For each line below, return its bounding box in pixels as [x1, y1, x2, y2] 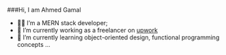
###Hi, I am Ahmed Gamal [7, 6, 81, 14]
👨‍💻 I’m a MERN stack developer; [16, 19, 108, 26]
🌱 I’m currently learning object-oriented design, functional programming [16, 33, 220, 41]
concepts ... [16, 41, 51, 48]
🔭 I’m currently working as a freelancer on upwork [16, 26, 158, 34]
